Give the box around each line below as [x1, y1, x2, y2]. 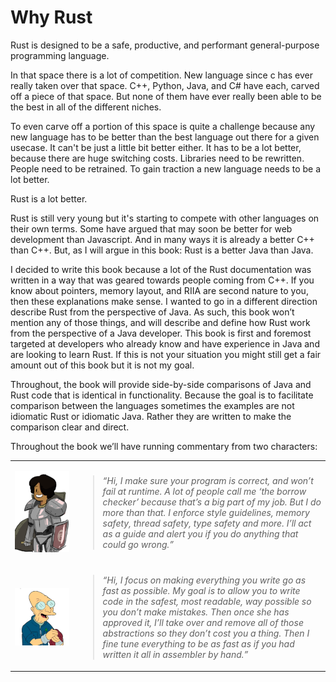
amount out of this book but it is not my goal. [10, 359, 195, 371]
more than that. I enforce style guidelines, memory [102, 506, 310, 518]
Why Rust [10, 6, 93, 29]
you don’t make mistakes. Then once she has [102, 606, 290, 618]
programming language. [10, 49, 110, 61]
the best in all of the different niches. [10, 101, 162, 113]
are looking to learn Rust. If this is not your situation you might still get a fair [10, 348, 322, 360]
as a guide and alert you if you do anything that [102, 527, 299, 540]
